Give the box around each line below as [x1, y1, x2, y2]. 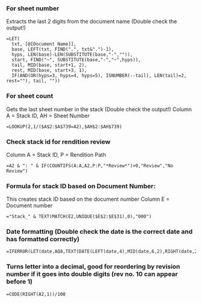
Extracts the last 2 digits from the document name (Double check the [6, 18, 177, 25]
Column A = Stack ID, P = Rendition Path [6, 151, 106, 158]
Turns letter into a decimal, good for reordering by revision [6, 263, 180, 271]
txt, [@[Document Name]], [11, 41, 77, 47]
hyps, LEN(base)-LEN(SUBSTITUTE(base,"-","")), [11, 52, 133, 58]
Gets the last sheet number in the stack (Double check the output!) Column [6, 105, 192, 112]
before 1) [6, 278, 33, 286]
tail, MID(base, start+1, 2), [11, 62, 87, 69]
